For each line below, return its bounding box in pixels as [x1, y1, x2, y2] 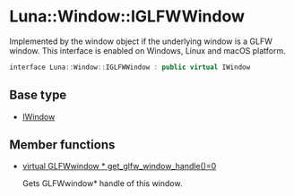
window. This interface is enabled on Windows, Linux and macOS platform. [9, 45, 287, 55]
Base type [9, 88, 67, 103]
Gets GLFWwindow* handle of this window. [22, 178, 183, 189]
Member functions [9, 137, 116, 153]
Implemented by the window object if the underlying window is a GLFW [9, 36, 273, 47]
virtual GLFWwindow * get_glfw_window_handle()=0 [22, 161, 217, 172]
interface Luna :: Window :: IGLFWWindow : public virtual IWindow [9, 63, 251, 72]
